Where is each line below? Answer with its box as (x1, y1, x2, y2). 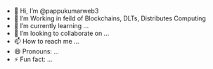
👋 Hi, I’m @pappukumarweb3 (13, 7, 99, 15)
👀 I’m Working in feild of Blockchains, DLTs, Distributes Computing (13, 14, 206, 23)
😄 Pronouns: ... (13, 47, 60, 56)
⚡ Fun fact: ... (13, 55, 53, 63)
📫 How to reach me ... (13, 37, 79, 45)
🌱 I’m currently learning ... (13, 22, 89, 30)
